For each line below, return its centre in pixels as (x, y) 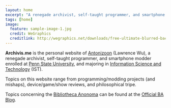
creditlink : (23, 39)
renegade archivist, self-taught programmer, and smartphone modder (78, 58)
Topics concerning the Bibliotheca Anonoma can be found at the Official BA (84, 94)
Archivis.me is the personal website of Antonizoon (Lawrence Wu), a (78, 53)
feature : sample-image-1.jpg (41, 29)
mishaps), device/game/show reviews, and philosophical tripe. (71, 84)
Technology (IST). (24, 69)
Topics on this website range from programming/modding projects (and (80, 79)
